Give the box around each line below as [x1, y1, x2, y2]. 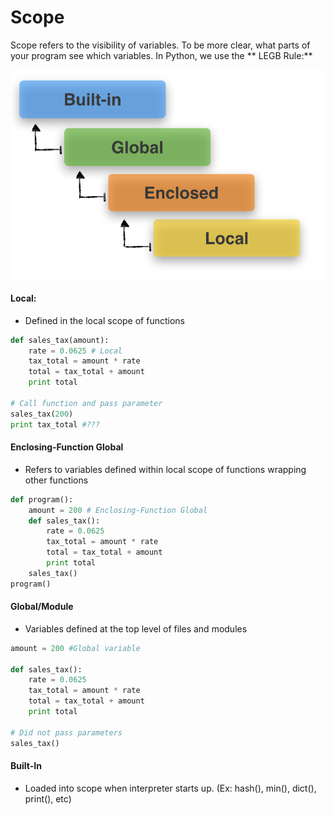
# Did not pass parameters [10, 727, 123, 738]
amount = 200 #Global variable [10, 643, 141, 653]
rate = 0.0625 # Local [28, 346, 123, 356]
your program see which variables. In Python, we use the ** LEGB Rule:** [10, 49, 313, 61]
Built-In [10, 760, 42, 772]
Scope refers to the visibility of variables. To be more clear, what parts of [10, 39, 311, 51]
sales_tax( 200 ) [10, 409, 74, 419]
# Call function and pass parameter [10, 398, 163, 408]
